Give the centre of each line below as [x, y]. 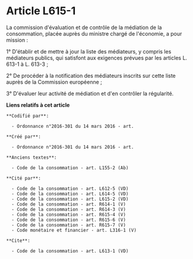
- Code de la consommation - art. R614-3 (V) [69, 209]
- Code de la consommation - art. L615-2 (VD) [70, 199]
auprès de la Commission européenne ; [54, 82]
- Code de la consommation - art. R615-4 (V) [69, 214]
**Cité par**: [24, 178]
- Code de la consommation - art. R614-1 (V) [69, 204]
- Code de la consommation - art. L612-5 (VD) [70, 188]
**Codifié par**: [28, 116]
